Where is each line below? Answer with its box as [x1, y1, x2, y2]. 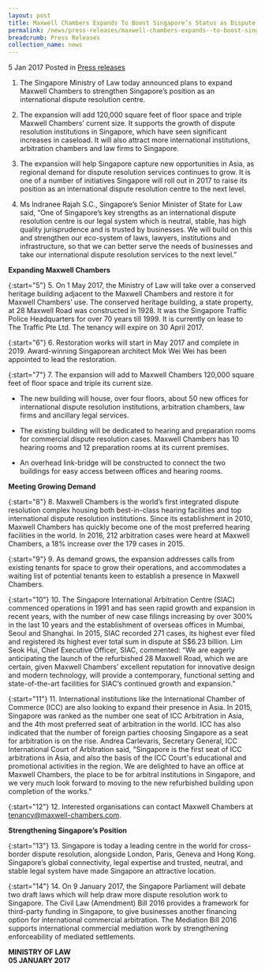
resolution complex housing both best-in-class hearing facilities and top [8, 505, 242, 515]
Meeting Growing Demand [8, 482, 96, 491]
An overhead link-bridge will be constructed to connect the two [19, 458, 226, 467]
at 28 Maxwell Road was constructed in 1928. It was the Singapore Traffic [8, 306, 248, 315]
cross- [230, 841, 252, 851]
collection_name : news [8, 41, 83, 49]
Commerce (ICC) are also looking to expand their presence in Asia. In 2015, [8, 703, 252, 712]
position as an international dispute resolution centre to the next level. [19, 184, 246, 194]
